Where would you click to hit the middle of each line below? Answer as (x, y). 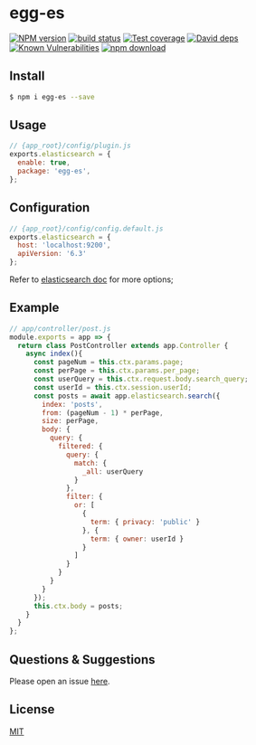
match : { (90, 463)
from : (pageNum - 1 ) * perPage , (103, 413)
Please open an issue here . (60, 681)
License (32, 709)
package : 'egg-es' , (54, 171)
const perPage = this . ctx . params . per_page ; (117, 371)
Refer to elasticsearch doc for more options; (91, 279)
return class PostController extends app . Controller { (123, 345)
